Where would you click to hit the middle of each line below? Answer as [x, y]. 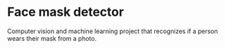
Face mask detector [66, 12]
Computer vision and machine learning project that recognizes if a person [113, 31]
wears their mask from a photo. [52, 38]
